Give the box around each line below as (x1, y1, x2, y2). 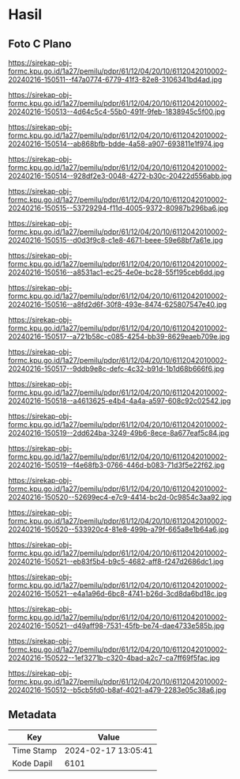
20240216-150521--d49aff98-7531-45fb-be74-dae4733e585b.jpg (8, 621, 225, 630)
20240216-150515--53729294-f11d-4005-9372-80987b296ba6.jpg (8, 203, 229, 213)
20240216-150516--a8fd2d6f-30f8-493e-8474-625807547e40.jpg (8, 300, 227, 309)
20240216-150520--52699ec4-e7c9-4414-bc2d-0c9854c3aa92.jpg (8, 493, 232, 501)
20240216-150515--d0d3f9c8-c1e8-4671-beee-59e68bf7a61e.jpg (8, 236, 223, 244)
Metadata (8, 708, 57, 721)
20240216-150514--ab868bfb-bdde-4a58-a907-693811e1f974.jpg (8, 139, 224, 148)
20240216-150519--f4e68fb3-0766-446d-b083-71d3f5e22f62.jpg (8, 460, 225, 470)
